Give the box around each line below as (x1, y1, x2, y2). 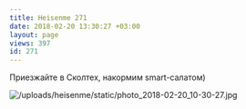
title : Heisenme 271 (9, 13, 88, 23)
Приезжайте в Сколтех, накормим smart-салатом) (9, 72, 207, 83)
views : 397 (9, 38, 51, 48)
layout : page (9, 30, 59, 39)
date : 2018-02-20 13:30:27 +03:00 (9, 22, 141, 31)
